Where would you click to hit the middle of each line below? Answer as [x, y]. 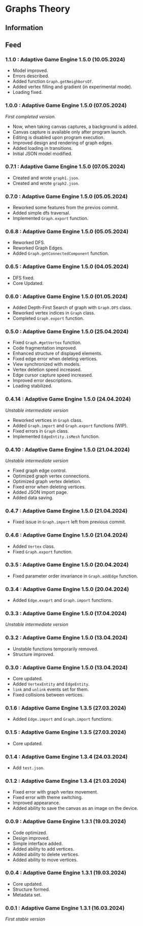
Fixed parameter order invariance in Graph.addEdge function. [75, 576]
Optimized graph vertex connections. [51, 476]
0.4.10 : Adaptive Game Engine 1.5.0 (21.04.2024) [68, 449]
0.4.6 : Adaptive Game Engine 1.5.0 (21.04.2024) [67, 535]
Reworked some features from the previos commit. [66, 207]
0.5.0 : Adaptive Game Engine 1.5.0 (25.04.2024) [67, 331]
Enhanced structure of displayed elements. [58, 353]
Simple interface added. [38, 843]
